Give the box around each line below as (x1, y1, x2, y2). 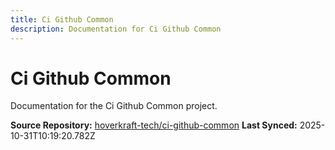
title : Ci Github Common (10, 14, 114, 25)
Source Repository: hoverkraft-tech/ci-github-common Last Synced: (10, 119, 298, 131)
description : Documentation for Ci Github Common (10, 24, 222, 34)
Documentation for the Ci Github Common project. (10, 100, 218, 112)
